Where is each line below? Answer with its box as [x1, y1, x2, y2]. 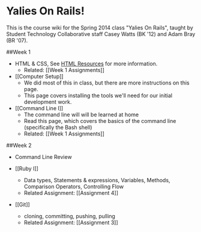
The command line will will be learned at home [23, 111, 139, 118]
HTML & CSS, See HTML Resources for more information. [14, 60, 158, 67]
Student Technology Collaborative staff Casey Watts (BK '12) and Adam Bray [6, 30, 196, 37]
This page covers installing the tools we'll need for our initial [23, 92, 173, 99]
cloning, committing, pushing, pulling [23, 212, 116, 219]
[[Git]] [14, 201, 30, 208]
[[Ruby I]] [14, 165, 39, 172]
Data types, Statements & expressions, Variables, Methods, [23, 176, 170, 183]
